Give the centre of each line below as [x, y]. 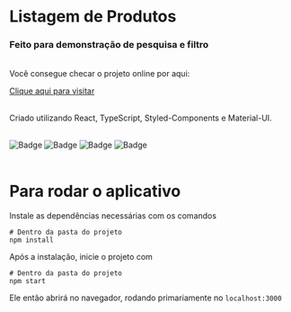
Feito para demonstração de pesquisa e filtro [109, 45]
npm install [31, 240]
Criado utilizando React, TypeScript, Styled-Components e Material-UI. [141, 118]
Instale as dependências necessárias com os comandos [113, 216]
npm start [28, 281]
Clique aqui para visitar [52, 91]
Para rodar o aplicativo [95, 191]
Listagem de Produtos [93, 17]
